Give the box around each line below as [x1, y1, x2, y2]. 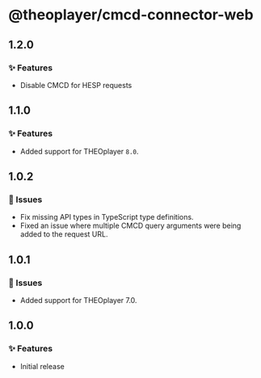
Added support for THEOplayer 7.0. [19, 295, 137, 304]
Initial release [19, 361, 65, 371]
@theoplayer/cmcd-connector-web [8, 6, 254, 24]
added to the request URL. [19, 229, 108, 239]
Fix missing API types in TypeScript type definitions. [19, 212, 194, 222]
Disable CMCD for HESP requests [19, 80, 133, 90]
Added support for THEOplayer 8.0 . [19, 146, 139, 156]
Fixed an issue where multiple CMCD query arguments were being [19, 220, 242, 231]
